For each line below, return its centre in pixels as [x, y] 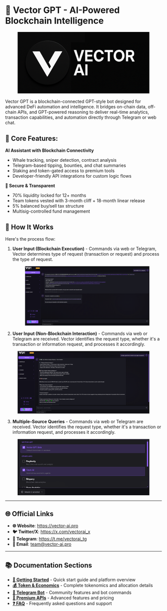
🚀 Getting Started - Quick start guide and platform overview [74, 580]
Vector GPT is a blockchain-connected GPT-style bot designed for [73, 101]
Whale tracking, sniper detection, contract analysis [64, 160]
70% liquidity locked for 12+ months [49, 195]
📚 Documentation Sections [49, 565]
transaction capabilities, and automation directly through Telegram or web [81, 117]
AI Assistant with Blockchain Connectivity [50, 151]
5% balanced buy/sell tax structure [48, 206]
